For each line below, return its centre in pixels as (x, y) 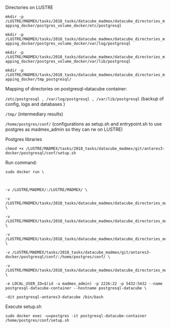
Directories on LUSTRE (29, 7)
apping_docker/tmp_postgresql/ (38, 79)
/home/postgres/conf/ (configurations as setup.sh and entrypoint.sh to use (83, 124)
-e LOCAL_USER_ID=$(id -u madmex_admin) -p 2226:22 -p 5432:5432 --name (84, 284)
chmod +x (15, 149)
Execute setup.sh (23, 307)
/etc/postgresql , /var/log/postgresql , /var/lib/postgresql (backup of (85, 99)
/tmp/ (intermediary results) (34, 114)
